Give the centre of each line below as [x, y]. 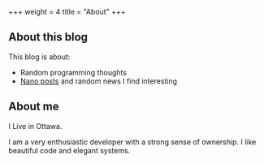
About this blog [48, 37]
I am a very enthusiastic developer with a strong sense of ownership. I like [132, 142]
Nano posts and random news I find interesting [98, 81]
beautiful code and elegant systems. [69, 150]
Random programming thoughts [74, 72]
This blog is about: [39, 57]
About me [34, 107]
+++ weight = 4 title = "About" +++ [67, 12]
